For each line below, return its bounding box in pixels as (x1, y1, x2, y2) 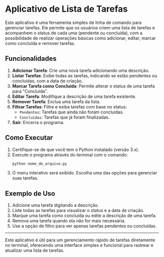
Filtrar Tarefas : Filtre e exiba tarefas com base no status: (12, 104, 127, 109)
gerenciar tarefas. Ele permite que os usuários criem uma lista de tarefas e (5, 24, 155, 30)
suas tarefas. (12, 175, 39, 181)
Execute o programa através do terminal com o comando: (12, 151, 128, 157)
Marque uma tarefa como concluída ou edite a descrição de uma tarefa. (12, 213, 157, 218)
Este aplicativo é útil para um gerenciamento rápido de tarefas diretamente (5, 237, 155, 243)
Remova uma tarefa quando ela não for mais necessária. (12, 218, 126, 224)
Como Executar (5, 133, 53, 142)
